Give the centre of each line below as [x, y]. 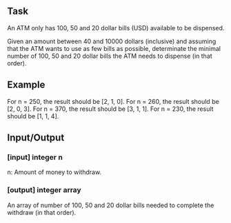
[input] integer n [35, 157]
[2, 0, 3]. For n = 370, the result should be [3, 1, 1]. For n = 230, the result [110, 109]
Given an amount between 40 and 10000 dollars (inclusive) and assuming [112, 41]
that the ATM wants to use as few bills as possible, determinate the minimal [114, 48]
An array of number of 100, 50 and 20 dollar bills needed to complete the [111, 205]
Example [26, 85]
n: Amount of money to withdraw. [54, 172]
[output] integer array [44, 190]
